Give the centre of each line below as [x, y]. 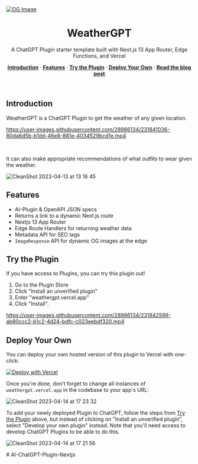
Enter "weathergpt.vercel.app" [52, 298]
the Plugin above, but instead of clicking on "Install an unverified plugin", [95, 419]
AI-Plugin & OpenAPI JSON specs [56, 209]
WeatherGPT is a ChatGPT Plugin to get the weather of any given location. [97, 118]
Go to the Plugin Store [42, 285]
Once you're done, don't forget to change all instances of [76, 384]
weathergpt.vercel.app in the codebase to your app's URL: [77, 390]
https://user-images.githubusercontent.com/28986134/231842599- [89, 315]
